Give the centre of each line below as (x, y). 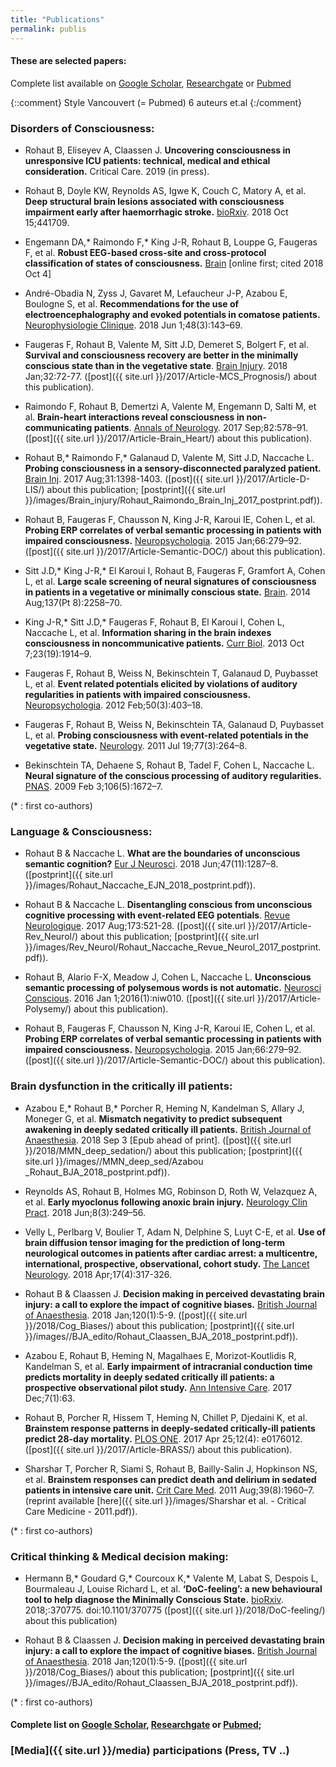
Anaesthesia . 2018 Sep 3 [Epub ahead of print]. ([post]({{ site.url (158, 1140)
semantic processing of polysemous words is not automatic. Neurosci (173, 988)
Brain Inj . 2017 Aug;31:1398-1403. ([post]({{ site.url (129, 479)
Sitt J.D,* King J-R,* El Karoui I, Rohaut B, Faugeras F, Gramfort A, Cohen (175, 570)
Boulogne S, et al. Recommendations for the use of (132, 304)
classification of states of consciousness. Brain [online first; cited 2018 (174, 263)
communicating (58, 427)
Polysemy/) (48, 1009)
